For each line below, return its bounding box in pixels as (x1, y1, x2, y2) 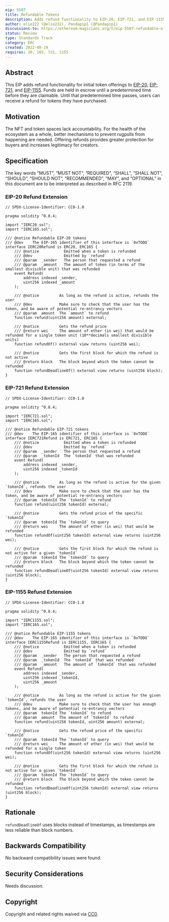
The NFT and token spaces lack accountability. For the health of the (5, 126, 146, 132)
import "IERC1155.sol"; (5, 618, 55, 623)
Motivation (5, 112, 40, 121)
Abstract (5, 68, 34, 77)
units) (5, 337, 19, 342)
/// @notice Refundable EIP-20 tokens (5, 236, 87, 241)
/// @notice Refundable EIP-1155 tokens (5, 631, 92, 636)
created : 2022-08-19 (5, 45, 49, 50)
